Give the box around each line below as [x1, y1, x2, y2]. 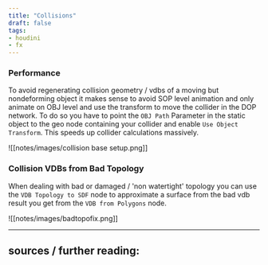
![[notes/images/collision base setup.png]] [8, 143, 148, 153]
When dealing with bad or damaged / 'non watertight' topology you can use [8, 181, 258, 191]
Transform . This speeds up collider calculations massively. [8, 128, 199, 138]
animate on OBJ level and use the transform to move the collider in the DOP [8, 103, 257, 112]
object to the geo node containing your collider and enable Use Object [8, 119, 238, 129]
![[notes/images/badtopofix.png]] [8, 213, 118, 223]
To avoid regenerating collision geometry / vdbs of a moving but [8, 85, 219, 95]
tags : [8, 26, 26, 34]
